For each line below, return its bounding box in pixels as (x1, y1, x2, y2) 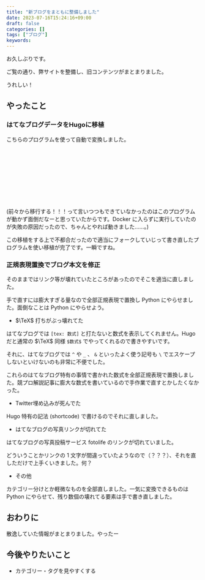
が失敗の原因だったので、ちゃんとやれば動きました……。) (6, 223, 149, 230)
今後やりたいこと (6, 549, 71, 560)
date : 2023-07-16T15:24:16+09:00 (6, 15, 92, 21)
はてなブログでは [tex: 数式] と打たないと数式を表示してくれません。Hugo (6, 330, 196, 337)
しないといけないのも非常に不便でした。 (6, 358, 108, 365)
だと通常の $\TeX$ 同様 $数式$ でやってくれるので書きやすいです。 (6, 337, 173, 345)
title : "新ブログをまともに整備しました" (6, 9, 100, 15)
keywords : (6, 37, 32, 43)
